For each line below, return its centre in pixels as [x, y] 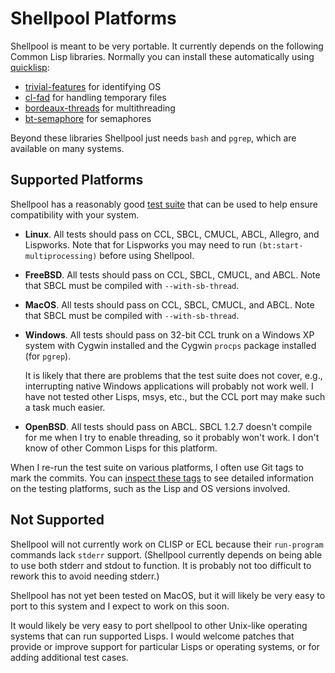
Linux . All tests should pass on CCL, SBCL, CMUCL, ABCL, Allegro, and [172, 234]
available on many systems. [67, 148]
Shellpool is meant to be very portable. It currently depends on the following [167, 46]
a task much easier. [65, 407]
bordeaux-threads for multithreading [100, 108]
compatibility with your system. [75, 214]
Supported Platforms [77, 180]
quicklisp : [30, 67]
